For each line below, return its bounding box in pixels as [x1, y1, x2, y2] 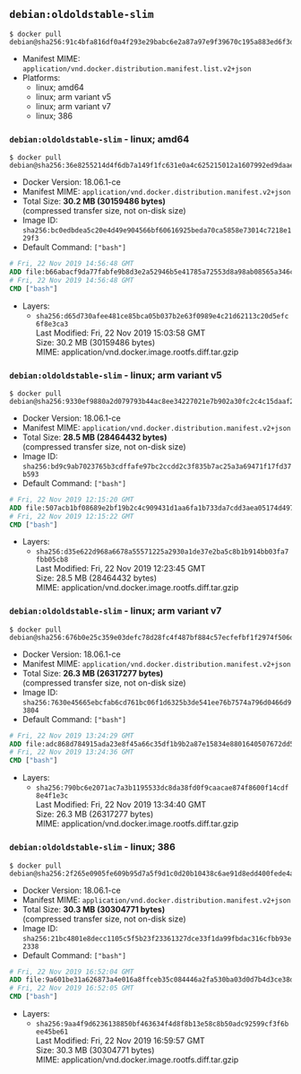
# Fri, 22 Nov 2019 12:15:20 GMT [9, 494, 134, 504]
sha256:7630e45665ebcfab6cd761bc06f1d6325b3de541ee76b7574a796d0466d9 [21, 698, 292, 707]
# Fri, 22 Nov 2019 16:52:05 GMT [9, 983, 134, 993]
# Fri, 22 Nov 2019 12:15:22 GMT [9, 511, 134, 520]
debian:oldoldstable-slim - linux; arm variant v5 [9, 369, 222, 381]
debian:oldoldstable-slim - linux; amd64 [9, 133, 190, 145]
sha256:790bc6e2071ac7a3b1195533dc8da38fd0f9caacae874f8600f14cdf [35, 783, 289, 793]
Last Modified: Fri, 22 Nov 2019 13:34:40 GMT [35, 799, 207, 810]
